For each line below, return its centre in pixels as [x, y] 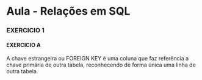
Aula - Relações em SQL [68, 11]
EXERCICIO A [23, 45]
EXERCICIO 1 [25, 31]
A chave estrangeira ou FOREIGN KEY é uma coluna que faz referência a [98, 59]
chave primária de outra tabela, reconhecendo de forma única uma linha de [101, 65]
